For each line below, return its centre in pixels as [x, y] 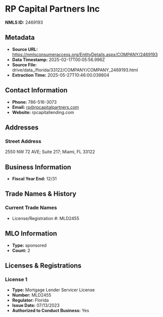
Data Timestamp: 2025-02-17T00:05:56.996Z [58, 60]
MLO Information [31, 234]
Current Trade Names [31, 208]
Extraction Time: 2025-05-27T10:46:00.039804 [61, 75]
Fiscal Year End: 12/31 [34, 179]
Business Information [38, 167]
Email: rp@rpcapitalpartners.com [45, 107]
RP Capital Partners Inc [53, 9]
